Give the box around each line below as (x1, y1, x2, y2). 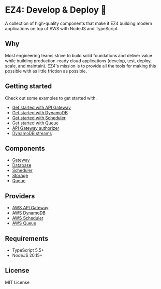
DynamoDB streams (12, 130, 52, 136)
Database (12, 162, 31, 168)
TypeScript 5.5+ (12, 247, 44, 253)
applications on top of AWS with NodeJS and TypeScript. (5, 25, 119, 31)
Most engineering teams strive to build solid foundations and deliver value (5, 52, 152, 58)
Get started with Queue (12, 120, 59, 126)
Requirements (5, 234, 48, 242)
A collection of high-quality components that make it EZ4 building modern (5, 20, 152, 26)
